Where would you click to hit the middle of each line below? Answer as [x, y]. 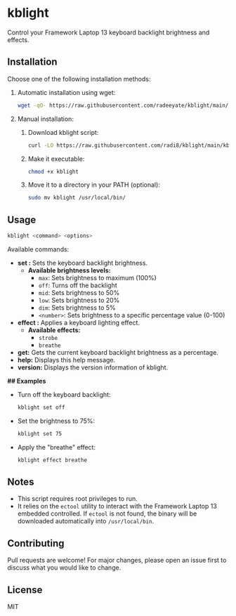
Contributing [36, 543]
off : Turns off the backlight [78, 285]
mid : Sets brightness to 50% [79, 292]
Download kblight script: [63, 132]
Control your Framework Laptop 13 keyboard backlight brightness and [109, 32]
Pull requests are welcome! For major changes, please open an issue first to [117, 561]
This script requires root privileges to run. [78, 499]
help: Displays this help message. [66, 360]
